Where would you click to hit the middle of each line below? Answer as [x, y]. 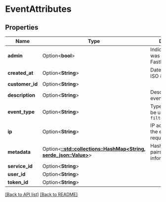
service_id [20, 166]
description [21, 95]
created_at [21, 73]
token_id [18, 182]
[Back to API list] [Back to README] [41, 194]
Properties [22, 27]
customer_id [23, 84]
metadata [19, 152]
